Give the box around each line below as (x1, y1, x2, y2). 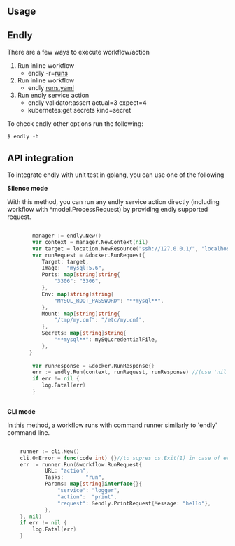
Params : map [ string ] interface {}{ (44, 480, 142, 488)
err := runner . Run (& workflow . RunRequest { (20, 461, 142, 468)
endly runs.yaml (27, 84, 75, 92)
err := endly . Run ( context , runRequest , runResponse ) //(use (32, 368, 211, 376)
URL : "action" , (44, 468, 90, 475)
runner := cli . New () (20, 447, 80, 455)
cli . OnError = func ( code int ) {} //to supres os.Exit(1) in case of (20, 454, 220, 461)
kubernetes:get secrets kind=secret (27, 106, 131, 115)
